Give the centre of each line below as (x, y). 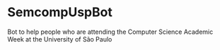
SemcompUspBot (60, 12)
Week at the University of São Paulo (60, 39)
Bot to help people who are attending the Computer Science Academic (110, 32)
